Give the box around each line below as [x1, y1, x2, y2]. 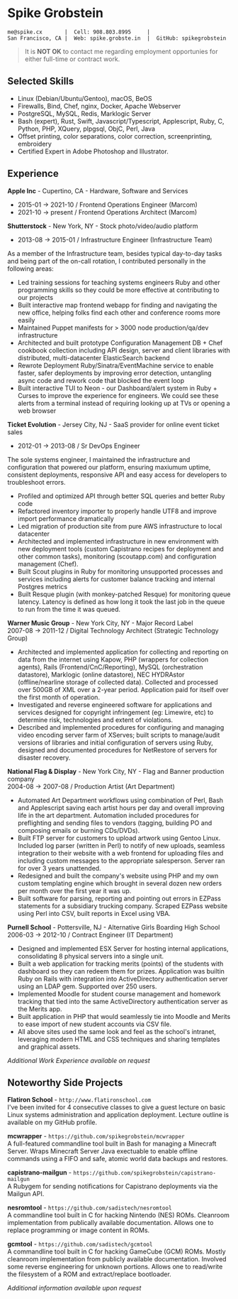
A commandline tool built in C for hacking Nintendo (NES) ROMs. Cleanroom [7, 1211, 230, 1219]
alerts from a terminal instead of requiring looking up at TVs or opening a [17, 399, 230, 407]
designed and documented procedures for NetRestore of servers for [17, 745, 217, 754]
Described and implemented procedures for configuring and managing [17, 723, 225, 731]
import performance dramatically [17, 514, 115, 523]
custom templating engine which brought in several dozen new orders [17, 879, 222, 888]
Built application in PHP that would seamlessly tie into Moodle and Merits [17, 1012, 231, 1020]
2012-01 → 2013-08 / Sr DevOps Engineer [17, 441, 140, 450]
